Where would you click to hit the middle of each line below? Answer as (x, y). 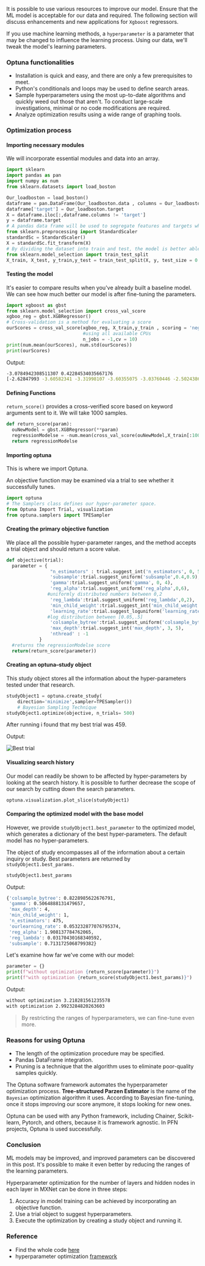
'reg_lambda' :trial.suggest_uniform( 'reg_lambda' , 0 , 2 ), (122, 600)
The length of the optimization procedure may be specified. (90, 1054)
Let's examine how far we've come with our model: (70, 955)
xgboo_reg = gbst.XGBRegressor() (49, 317)
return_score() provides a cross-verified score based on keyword (89, 407)
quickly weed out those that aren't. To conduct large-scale (89, 102)
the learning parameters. (37, 1171)
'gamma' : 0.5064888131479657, (47, 904)
